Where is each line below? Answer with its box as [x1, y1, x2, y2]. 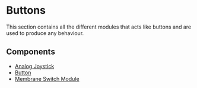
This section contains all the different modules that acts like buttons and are [6, 23, 192, 30]
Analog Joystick [14, 62, 55, 70]
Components [6, 47, 55, 57]
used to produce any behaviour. [6, 29, 84, 36]
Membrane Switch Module [14, 75, 80, 82]
